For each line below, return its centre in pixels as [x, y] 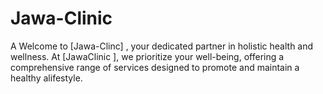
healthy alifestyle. [46, 78]
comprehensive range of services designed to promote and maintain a [155, 67]
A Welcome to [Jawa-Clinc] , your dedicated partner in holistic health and [162, 46]
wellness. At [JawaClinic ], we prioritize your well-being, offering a [147, 56]
